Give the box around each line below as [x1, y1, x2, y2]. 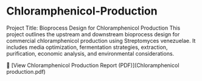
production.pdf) [6, 68, 46, 75]
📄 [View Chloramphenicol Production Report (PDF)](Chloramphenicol [6, 62, 179, 69]
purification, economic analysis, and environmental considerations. [6, 50, 175, 57]
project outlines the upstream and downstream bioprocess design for [6, 30, 180, 37]
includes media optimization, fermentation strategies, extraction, [6, 44, 168, 51]
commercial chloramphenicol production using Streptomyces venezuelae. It [6, 37, 196, 44]
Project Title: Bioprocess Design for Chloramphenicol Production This [6, 24, 181, 31]
